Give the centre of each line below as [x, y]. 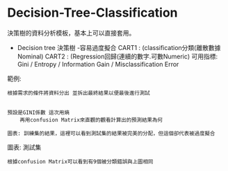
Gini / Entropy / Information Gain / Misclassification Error [98, 64]
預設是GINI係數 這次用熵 [38, 113]
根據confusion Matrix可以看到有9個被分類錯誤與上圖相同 [80, 161]
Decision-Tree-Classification [92, 13]
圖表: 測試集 [24, 147]
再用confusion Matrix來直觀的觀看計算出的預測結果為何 [91, 120]
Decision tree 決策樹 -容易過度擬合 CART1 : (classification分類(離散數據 [119, 47]
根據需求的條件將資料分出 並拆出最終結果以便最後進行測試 [79, 93]
